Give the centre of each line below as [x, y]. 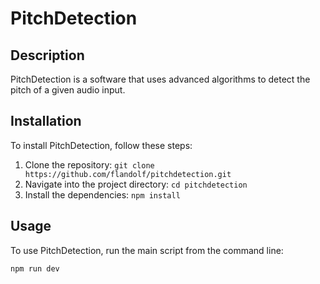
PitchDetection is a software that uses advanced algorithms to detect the [160, 79]
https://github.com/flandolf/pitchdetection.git [128, 174]
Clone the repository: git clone [89, 164]
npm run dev [35, 268]
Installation [46, 121]
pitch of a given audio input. [68, 90]
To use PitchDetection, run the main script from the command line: [147, 250]
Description [47, 55]
